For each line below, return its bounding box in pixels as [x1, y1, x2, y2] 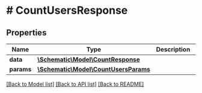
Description [156, 46, 191, 53]
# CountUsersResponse [6, 4, 128, 17]
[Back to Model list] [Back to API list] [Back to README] [6, 80, 144, 88]
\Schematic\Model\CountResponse [37, 55, 140, 64]
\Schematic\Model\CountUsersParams [37, 65, 150, 73]
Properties [6, 28, 47, 38]
